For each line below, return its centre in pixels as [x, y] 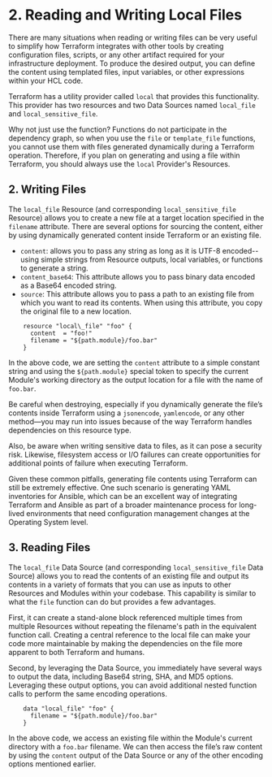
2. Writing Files [47, 190]
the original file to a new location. [76, 311]
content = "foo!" [61, 333]
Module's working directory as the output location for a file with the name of [136, 380]
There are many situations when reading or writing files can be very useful [133, 37]
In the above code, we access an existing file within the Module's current [131, 738]
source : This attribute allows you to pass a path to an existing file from [137, 293]
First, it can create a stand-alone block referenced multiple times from [125, 617]
